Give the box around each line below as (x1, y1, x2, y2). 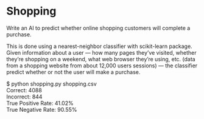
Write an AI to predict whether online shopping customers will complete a (6, 24, 191, 32)
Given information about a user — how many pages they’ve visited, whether (6, 49, 197, 56)
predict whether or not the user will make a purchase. (6, 68, 141, 75)
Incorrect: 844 (6, 93, 43, 100)
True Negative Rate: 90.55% (6, 106, 77, 113)
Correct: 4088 (6, 86, 43, 93)
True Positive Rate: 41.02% (6, 99, 74, 107)
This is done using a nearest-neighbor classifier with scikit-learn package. (6, 42, 193, 50)
